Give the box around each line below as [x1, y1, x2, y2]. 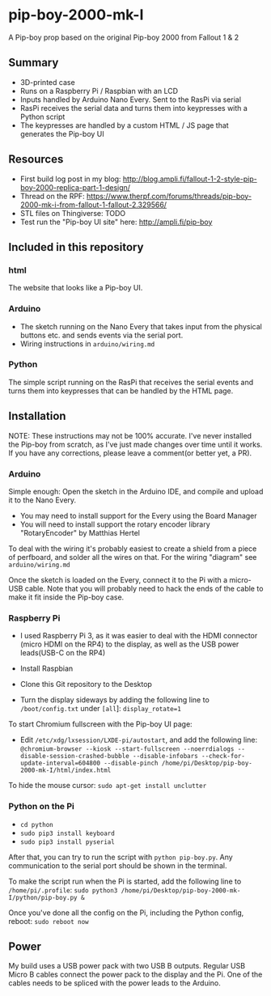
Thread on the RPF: [19, 191, 85, 201]
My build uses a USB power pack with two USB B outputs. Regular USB [8, 961, 245, 971]
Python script [19, 112, 66, 121]
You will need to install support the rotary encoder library [19, 519, 210, 529]
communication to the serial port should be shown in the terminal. [8, 860, 227, 871]
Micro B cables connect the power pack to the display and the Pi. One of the [8, 969, 263, 980]
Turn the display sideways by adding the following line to [19, 695, 210, 705]
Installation [8, 409, 66, 423]
